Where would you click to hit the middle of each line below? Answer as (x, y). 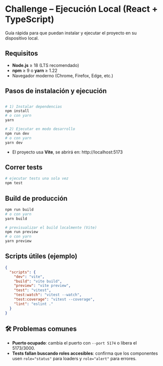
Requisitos (21, 54)
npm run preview (21, 232)
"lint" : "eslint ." (34, 304)
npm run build (20, 209)
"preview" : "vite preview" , (42, 286)
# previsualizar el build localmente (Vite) (51, 227)
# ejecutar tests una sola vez (37, 179)
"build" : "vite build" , (38, 281)
